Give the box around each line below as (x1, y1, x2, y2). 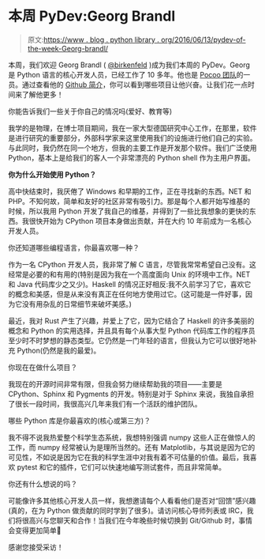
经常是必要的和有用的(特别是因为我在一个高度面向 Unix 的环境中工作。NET (8, 270, 251, 279)
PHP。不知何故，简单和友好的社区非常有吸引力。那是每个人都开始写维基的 (8, 196, 251, 206)
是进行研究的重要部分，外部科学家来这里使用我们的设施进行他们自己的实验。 (8, 133, 257, 142)
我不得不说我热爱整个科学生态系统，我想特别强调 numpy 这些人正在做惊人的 (8, 432, 256, 442)
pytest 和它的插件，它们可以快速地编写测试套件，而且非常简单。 (17, 462, 226, 471)
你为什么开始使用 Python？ (8, 169, 97, 179)
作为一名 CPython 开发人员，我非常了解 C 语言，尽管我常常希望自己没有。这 (8, 259, 256, 269)
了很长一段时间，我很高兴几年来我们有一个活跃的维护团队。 (8, 398, 202, 408)
